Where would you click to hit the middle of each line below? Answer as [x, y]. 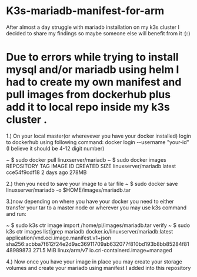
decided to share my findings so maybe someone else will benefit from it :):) [98, 33]
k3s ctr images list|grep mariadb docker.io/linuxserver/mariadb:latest [90, 231]
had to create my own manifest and [94, 82]
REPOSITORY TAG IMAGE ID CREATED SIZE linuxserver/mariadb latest [91, 166]
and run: [16, 213]
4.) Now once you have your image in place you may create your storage [94, 261]
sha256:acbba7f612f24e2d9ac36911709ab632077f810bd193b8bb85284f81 [98, 244]
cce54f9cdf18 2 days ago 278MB [46, 172]
